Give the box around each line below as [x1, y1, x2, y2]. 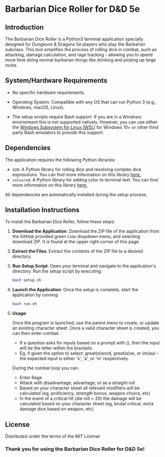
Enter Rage [19, 375, 42, 381]
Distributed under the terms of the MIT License [5, 433, 100, 439]
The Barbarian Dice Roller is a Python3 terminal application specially [5, 36, 143, 42]
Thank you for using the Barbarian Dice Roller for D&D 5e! [5, 445, 145, 452]
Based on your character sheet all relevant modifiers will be [19, 385, 140, 391]
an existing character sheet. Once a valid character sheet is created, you [12, 325, 160, 331]
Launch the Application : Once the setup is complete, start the [12, 287, 138, 293]
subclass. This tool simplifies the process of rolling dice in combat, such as [5, 47, 157, 52]
